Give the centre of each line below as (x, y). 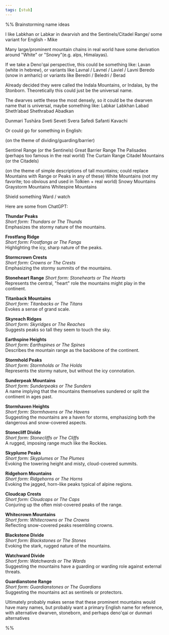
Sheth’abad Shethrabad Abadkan (40, 111)
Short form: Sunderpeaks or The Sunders (48, 386)
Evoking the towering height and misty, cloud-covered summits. (71, 464)
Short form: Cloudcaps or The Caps (42, 499)
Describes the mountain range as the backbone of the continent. (72, 350)
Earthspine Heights (26, 339)
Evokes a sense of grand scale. (38, 309)
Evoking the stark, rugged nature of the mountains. (58, 546)
